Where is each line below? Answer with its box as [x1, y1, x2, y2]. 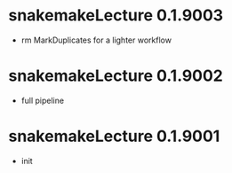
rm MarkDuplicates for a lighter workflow [20, 35, 172, 45]
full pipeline [20, 95, 64, 106]
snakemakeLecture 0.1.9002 [8, 66, 223, 86]
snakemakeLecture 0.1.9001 [8, 126, 220, 146]
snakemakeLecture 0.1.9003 [8, 5, 224, 26]
